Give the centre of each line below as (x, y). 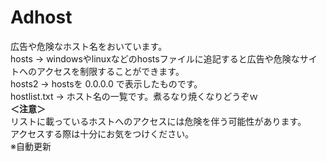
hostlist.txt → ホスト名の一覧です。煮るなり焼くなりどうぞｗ (134, 96)
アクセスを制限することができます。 (110, 71)
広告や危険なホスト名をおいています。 (89, 46)
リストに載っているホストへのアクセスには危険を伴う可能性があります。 (158, 121)
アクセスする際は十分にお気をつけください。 (102, 133)
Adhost (41, 17)
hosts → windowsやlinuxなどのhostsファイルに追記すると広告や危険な (155, 58)
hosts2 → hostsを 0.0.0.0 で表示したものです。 (106, 83)
